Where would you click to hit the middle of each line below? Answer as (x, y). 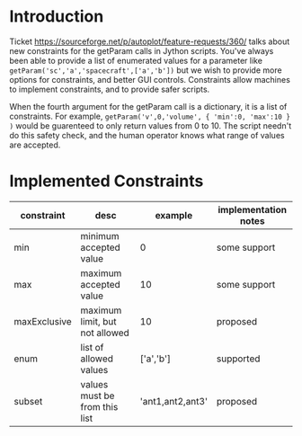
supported (238, 359)
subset (28, 401)
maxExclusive (43, 321)
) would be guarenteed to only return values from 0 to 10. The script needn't (151, 125)
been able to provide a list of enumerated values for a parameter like (136, 60)
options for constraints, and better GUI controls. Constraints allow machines (150, 79)
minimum (100, 236)
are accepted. (35, 145)
